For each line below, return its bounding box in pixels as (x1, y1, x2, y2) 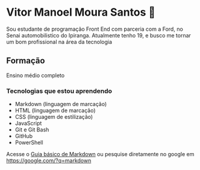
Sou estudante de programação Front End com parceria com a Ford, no (6, 25, 184, 33)
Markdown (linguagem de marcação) (14, 101, 107, 108)
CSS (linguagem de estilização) (14, 113, 93, 121)
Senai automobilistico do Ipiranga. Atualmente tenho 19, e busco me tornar (6, 31, 192, 39)
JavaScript (14, 120, 42, 127)
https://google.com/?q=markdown (6, 157, 92, 165)
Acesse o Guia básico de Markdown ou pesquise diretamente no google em (6, 151, 195, 158)
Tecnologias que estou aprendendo (6, 87, 113, 95)
